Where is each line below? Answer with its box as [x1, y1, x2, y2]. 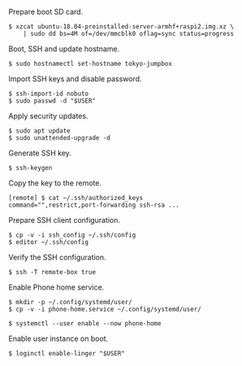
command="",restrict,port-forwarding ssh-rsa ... [8, 201, 180, 209]
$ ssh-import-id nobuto [8, 89, 89, 98]
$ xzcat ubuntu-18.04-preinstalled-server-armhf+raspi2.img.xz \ [8, 23, 234, 31]
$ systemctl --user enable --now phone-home [8, 320, 162, 328]
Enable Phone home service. [8, 282, 105, 292]
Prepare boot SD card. [8, 7, 84, 16]
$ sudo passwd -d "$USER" [8, 97, 96, 105]
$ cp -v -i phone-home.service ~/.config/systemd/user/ [8, 305, 201, 313]
